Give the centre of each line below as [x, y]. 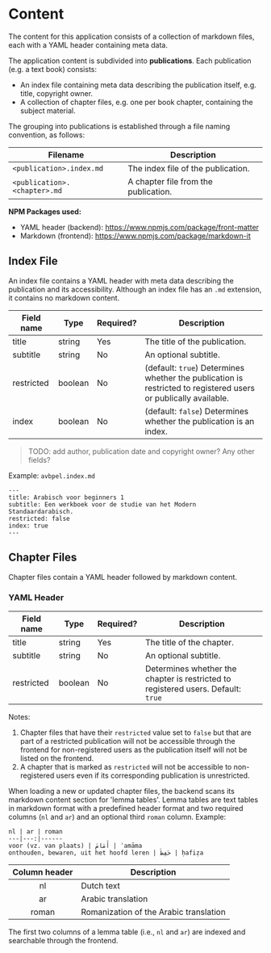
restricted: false [39, 518]
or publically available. [187, 398]
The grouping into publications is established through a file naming [119, 126]
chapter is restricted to [188, 678]
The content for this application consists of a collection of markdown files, [132, 36]
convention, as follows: [47, 135]
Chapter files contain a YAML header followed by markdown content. [123, 577]
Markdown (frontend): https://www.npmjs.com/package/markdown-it [135, 236]
